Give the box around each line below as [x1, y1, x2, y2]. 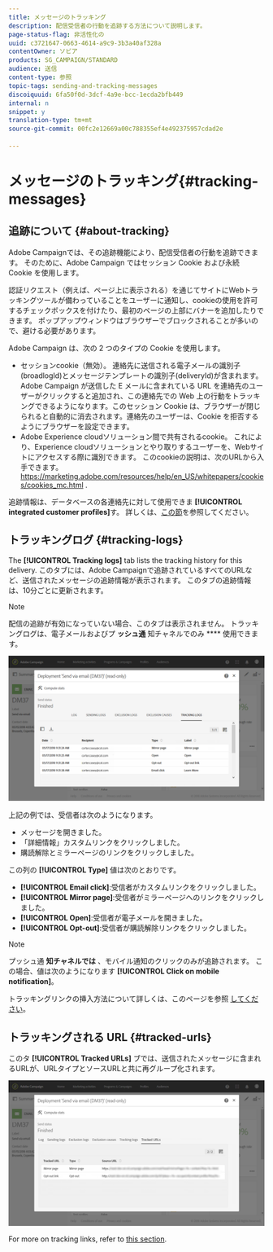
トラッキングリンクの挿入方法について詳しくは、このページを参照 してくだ [8, 994, 258, 1004]
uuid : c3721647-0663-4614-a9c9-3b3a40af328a [8, 39, 162, 47]
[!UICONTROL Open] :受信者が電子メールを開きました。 [19, 913, 207, 923]
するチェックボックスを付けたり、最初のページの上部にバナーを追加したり [8, 305, 258, 315]
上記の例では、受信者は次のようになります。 [8, 811, 158, 820]
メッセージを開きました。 [19, 828, 106, 837]
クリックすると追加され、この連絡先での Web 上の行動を [41, 391, 232, 401]
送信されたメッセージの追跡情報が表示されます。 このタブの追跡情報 [22, 575, 252, 585]
